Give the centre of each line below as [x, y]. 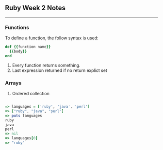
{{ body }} [18, 51]
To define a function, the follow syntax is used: [52, 38]
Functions [17, 27]
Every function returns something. [46, 65]
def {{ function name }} [28, 47]
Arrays [13, 83]
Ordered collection [31, 94]
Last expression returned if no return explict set [60, 70]
